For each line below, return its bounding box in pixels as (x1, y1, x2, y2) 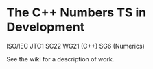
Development (6, 19, 85, 35)
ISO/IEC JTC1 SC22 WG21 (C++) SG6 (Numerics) (6, 42, 145, 50)
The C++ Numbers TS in (6, 5, 147, 20)
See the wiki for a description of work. (6, 55, 115, 63)
